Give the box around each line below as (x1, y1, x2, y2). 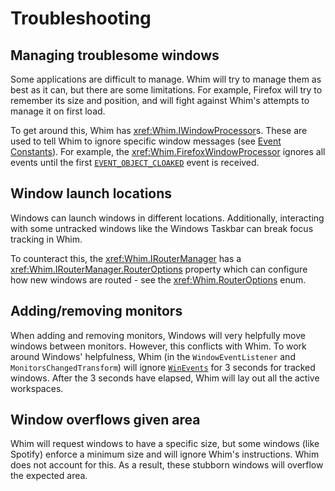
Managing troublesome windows (10, 47, 220, 64)
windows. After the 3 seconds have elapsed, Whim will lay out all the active (10, 372, 320, 384)
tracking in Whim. (10, 233, 83, 245)
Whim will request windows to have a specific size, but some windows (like (10, 438, 320, 450)
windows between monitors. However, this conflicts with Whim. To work (10, 340, 307, 352)
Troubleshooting (10, 7, 152, 30)
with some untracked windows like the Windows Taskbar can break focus (10, 222, 314, 234)
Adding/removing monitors (10, 303, 183, 320)
